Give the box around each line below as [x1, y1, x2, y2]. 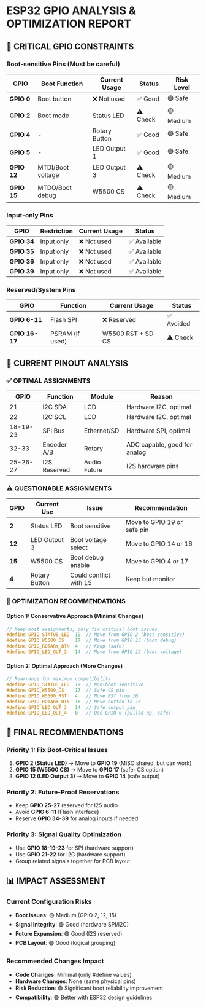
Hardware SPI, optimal [126, 426, 191, 435]
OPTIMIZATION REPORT [6, 17, 132, 31]
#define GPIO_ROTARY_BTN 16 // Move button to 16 [6, 699, 141, 705]
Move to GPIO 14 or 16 [125, 539, 193, 548]
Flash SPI [50, 316, 77, 324]
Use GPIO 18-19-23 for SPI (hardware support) [15, 844, 134, 852]
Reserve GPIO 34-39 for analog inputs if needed [15, 815, 139, 822]
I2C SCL [42, 413, 67, 421]
